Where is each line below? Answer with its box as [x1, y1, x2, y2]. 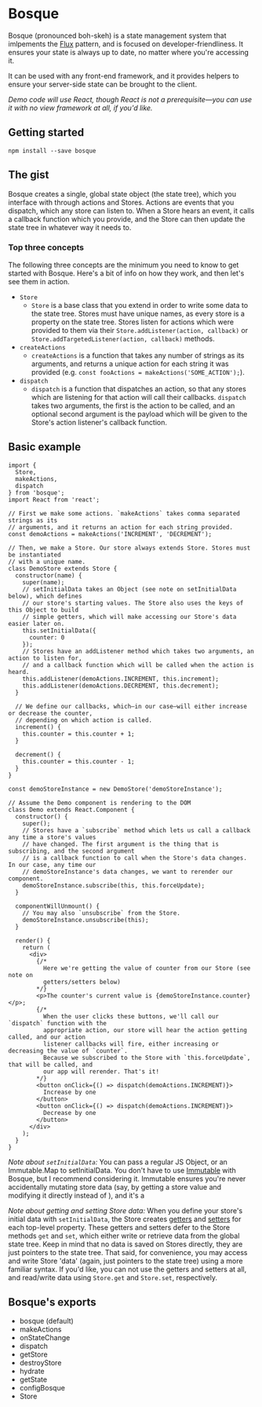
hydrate [19, 1367, 45, 1376]
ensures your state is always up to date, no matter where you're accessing [8, 47, 249, 57]
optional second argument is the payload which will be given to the [31, 409, 248, 418]
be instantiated [8, 550, 61, 559]
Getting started [8, 126, 85, 139]
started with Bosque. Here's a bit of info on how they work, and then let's [8, 268, 245, 278]
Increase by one [42, 1088, 96, 1096]
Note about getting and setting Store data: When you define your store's [8, 1205, 243, 1215]
